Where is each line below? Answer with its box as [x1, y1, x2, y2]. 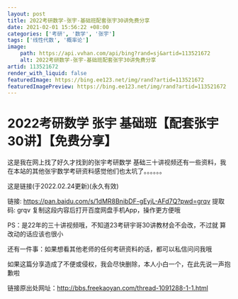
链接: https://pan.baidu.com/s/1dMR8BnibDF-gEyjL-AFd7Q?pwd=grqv [7, 197, 211, 205]
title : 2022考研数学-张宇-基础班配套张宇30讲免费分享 [7, 17, 150, 24]
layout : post [7, 10, 46, 18]
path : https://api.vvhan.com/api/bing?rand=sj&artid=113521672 [20, 50, 211, 57]
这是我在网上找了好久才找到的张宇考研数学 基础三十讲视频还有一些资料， [7, 158, 220, 167]
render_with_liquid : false [7, 69, 87, 77]
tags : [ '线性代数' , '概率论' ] [7, 37, 89, 44]
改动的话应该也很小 [7, 230, 64, 238]
